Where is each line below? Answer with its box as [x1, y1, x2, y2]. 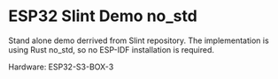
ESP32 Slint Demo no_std [8, 6, 198, 26]
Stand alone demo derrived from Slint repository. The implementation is [8, 35, 269, 46]
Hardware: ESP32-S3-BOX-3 [8, 61, 114, 72]
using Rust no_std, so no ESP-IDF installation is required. [8, 44, 214, 54]
